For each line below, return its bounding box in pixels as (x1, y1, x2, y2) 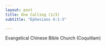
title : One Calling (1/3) (5, 12, 60, 17)
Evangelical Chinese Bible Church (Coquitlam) (5, 35, 101, 41)
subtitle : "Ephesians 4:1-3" (5, 17, 67, 22)
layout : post (5, 7, 33, 13)
